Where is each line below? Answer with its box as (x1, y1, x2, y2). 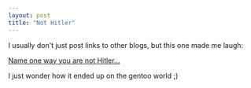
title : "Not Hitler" (8, 19, 76, 27)
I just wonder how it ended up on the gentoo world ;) (8, 71, 179, 80)
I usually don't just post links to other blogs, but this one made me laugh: (8, 40, 244, 49)
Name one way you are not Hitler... (8, 56, 120, 65)
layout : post (8, 11, 51, 20)
